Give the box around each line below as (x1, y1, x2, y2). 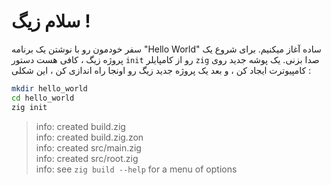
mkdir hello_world (11, 83, 88, 94)
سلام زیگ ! (11, 10, 91, 33)
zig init (11, 102, 48, 112)
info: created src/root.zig (35, 152, 139, 164)
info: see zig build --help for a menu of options (35, 163, 238, 175)
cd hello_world (11, 93, 75, 103)
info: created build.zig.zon (35, 131, 144, 143)
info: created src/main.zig (35, 141, 142, 154)
